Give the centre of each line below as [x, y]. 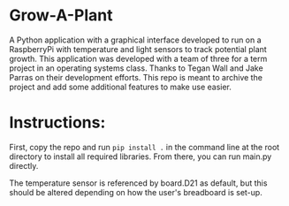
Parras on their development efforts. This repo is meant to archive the [136, 77]
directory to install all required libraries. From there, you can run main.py [141, 156]
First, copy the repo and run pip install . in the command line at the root [144, 147]
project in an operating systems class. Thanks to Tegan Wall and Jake [136, 68]
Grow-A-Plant [61, 15]
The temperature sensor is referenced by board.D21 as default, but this [138, 183]
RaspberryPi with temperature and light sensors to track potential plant [138, 49]
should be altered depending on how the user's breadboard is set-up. [136, 192]
